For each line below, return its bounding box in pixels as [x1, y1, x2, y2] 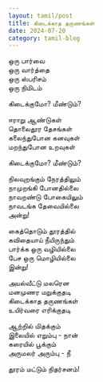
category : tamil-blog [8, 34, 81, 42]
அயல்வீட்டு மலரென [8, 278, 69, 288]
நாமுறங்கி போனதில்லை [8, 183, 79, 193]
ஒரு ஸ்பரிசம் [8, 74, 46, 84]
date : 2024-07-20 [8, 26, 66, 34]
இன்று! [8, 262, 30, 272]
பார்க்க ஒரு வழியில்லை [8, 244, 76, 254]
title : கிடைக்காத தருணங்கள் [8, 19, 95, 27]
